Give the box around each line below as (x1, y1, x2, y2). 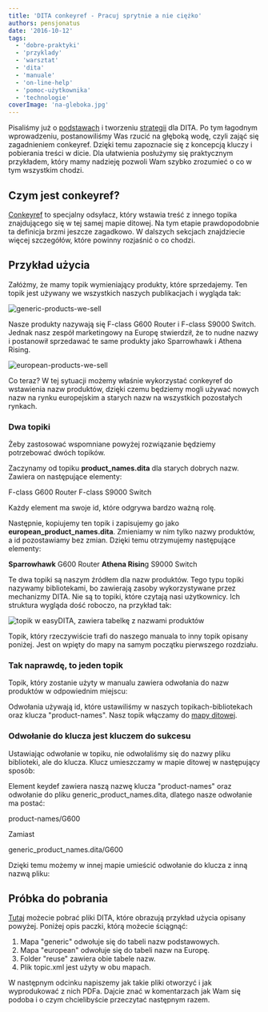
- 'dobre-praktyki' (15, 42, 81, 50)
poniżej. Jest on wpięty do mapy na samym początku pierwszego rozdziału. (8, 640, 258, 650)
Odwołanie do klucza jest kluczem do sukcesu (8, 730, 191, 742)
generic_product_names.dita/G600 (8, 845, 124, 854)
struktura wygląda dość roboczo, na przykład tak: (8, 601, 172, 610)
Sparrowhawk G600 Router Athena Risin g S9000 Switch (8, 559, 198, 569)
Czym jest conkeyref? (8, 189, 120, 202)
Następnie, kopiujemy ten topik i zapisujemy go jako (8, 518, 180, 528)
